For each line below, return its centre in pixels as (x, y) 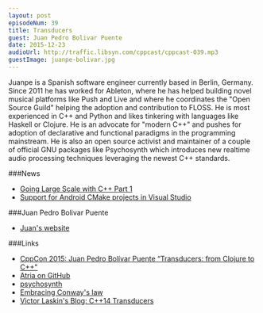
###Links (24, 243)
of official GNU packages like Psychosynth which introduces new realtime (129, 149)
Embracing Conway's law (61, 292)
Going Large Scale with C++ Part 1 (76, 189)
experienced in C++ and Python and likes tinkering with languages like (124, 116)
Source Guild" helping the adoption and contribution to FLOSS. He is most (129, 107)
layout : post (30, 15)
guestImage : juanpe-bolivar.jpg (62, 60)
